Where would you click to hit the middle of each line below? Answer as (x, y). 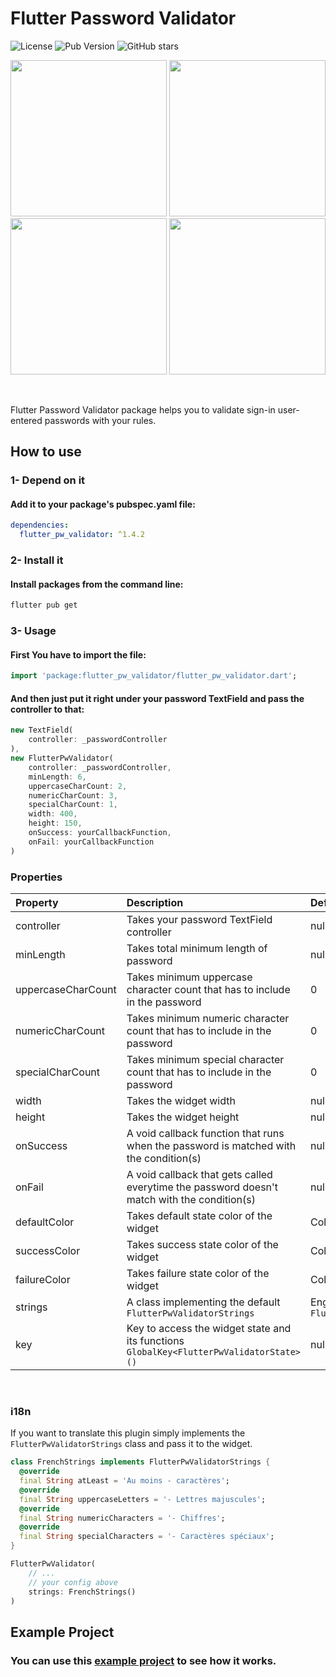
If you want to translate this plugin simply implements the (128, 1433)
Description (155, 902)
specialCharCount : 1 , (73, 805)
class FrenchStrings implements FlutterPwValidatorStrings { (140, 1462)
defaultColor (45, 1222)
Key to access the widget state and (209, 1328)
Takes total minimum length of (197, 948)
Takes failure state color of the (198, 1273)
